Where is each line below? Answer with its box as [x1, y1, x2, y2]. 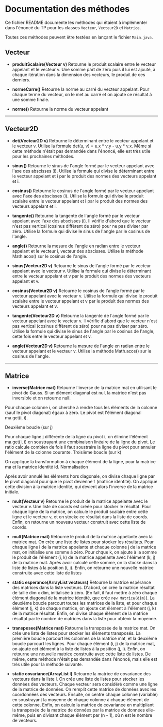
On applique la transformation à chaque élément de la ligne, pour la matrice [5, 459, 156, 465]
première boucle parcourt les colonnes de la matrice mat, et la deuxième [12, 635, 158, 642]
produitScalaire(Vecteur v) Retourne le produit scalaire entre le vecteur [12, 61, 156, 67]
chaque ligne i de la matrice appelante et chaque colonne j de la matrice [12, 544, 157, 550]
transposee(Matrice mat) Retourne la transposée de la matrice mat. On [12, 625, 156, 631]
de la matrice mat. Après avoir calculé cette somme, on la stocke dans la [12, 560, 157, 566]
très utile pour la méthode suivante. [12, 662, 83, 668]
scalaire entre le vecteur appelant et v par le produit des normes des [12, 298, 149, 304]
